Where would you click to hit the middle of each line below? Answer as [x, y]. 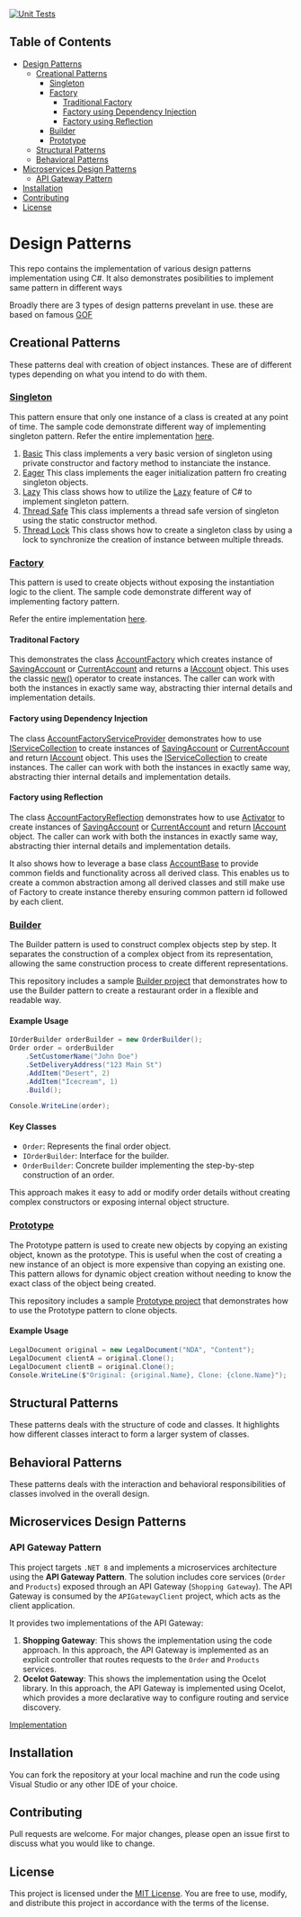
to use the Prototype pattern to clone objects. [93, 1310]
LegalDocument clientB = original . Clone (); [92, 1366]
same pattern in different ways [66, 287]
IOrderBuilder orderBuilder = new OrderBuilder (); [106, 1040]
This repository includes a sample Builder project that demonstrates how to [148, 981]
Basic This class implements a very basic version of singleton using [147, 453]
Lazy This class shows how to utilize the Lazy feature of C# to [137, 491]
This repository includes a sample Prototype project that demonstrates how [149, 1301]
